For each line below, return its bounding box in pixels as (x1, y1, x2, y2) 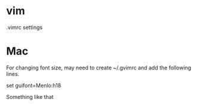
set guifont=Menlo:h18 (6, 82, 61, 89)
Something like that (6, 93, 54, 100)
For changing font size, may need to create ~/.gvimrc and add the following (6, 64, 192, 71)
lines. (6, 70, 20, 78)
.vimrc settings (6, 24, 43, 31)
